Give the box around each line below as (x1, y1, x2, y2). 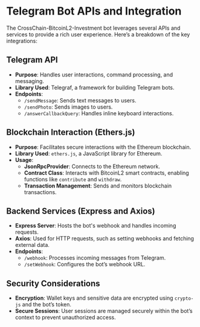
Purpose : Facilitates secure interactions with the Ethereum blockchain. (15, 143, 192, 150)
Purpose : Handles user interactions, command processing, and (15, 71, 173, 78)
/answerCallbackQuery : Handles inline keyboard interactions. (24, 109, 174, 116)
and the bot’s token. (22, 301, 71, 308)
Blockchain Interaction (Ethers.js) (6, 127, 135, 138)
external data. (15, 241, 50, 249)
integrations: (6, 37, 38, 44)
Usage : (15, 156, 34, 163)
